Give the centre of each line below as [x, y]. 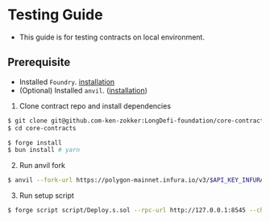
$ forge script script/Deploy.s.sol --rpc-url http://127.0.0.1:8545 [127, 211]
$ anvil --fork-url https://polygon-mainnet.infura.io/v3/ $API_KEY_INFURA [136, 180]
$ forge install [35, 142]
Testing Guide [55, 15]
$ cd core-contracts [42, 128]
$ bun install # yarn [44, 150]
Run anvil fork [42, 166]
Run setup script [46, 195]
